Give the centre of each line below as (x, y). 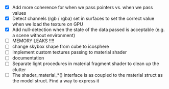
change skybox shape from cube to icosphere (61, 47)
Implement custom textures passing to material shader (69, 52)
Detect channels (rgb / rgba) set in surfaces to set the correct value (83, 19)
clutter (19, 69)
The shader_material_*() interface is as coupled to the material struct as (87, 75)
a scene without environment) (43, 36)
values (19, 13)
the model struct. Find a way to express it (56, 80)
